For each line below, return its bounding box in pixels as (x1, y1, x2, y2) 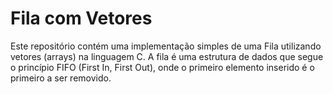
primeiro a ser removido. (10, 72, 112, 84)
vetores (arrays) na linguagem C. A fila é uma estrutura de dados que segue (10, 50, 324, 62)
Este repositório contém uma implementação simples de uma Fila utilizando (10, 40, 322, 52)
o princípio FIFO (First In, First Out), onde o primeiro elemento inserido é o (10, 61, 315, 73)
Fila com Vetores (10, 7, 153, 30)
